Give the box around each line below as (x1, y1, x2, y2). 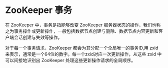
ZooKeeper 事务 (5, 4, 72, 16)
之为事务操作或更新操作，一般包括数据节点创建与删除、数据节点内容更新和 (5, 28, 158, 34)
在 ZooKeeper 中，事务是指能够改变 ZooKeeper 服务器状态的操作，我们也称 (5, 22, 161, 28)
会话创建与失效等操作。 (13, 34, 62, 40)
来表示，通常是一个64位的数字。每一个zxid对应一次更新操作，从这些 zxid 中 (5, 51, 162, 57)
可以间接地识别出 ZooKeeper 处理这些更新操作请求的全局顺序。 (5, 57, 136, 63)
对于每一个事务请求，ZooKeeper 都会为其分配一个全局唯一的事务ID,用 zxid (5, 45, 158, 51)
